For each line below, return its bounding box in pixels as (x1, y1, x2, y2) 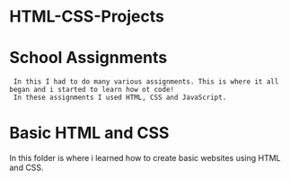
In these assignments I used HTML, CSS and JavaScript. (13, 93, 227, 103)
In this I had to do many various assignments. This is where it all (13, 77, 279, 86)
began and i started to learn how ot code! (9, 85, 175, 94)
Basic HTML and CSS (9, 123, 170, 143)
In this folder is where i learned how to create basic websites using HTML (9, 153, 281, 164)
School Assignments (9, 48, 168, 68)
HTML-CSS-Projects (9, 6, 164, 27)
